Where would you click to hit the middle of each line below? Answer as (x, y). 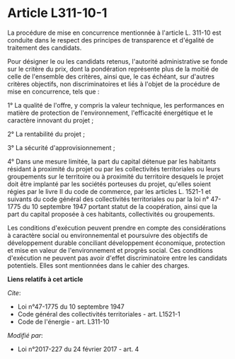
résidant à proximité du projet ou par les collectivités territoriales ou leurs (114, 169)
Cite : (14, 292)
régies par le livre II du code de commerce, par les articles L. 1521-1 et (109, 191)
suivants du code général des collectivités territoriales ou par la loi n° (108, 199)
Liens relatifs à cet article (45, 279)
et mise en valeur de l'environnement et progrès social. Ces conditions (110, 250)
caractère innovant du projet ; (51, 120)
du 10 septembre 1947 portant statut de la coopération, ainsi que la (120, 206)
